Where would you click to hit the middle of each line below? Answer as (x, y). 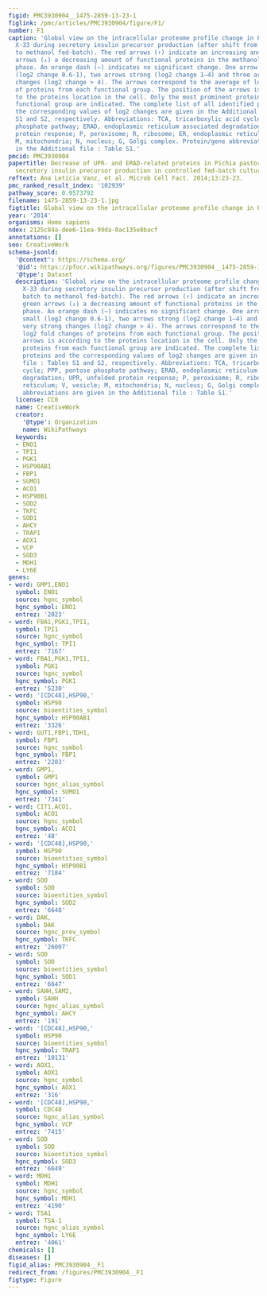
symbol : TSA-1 (39, 1220)
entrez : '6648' (41, 910)
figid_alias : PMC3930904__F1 (56, 1265)
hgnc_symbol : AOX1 (46, 1087)
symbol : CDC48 (39, 1110)
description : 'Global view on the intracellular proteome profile (128, 282)
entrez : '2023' (41, 614)
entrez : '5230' (41, 689)
